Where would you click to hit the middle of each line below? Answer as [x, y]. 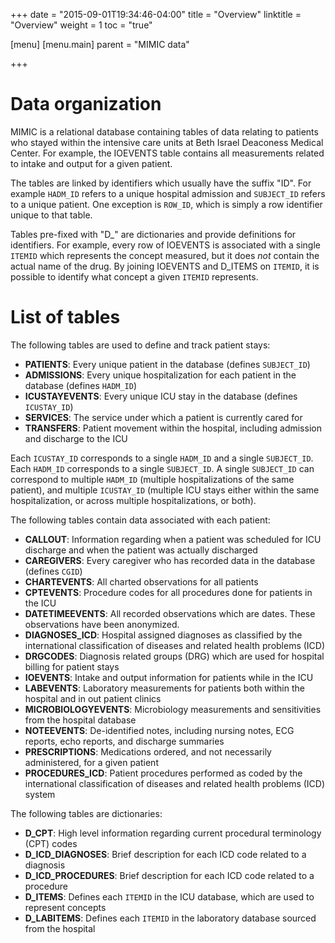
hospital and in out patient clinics [93, 698]
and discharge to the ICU [76, 438]
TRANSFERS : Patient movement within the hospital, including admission [173, 428]
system [40, 794]
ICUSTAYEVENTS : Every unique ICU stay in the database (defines [161, 396]
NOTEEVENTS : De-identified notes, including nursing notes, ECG [159, 730]
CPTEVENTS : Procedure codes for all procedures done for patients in [168, 592]
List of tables [65, 317]
